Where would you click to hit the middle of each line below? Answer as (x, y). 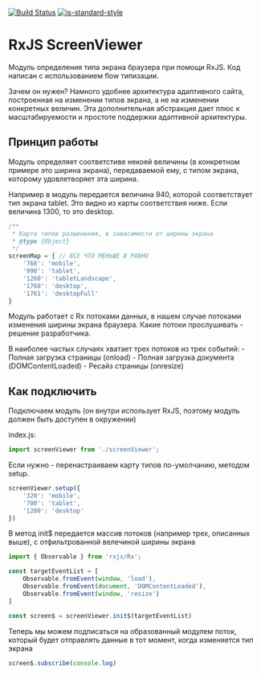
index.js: (22, 435)
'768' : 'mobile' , (52, 264)
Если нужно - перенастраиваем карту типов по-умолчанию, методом (129, 465)
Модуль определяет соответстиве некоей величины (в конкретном (124, 162)
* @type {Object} (41, 241)
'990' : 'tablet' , (52, 271)
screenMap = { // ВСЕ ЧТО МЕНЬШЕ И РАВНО (79, 256)
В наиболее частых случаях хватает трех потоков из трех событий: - (126, 349)
